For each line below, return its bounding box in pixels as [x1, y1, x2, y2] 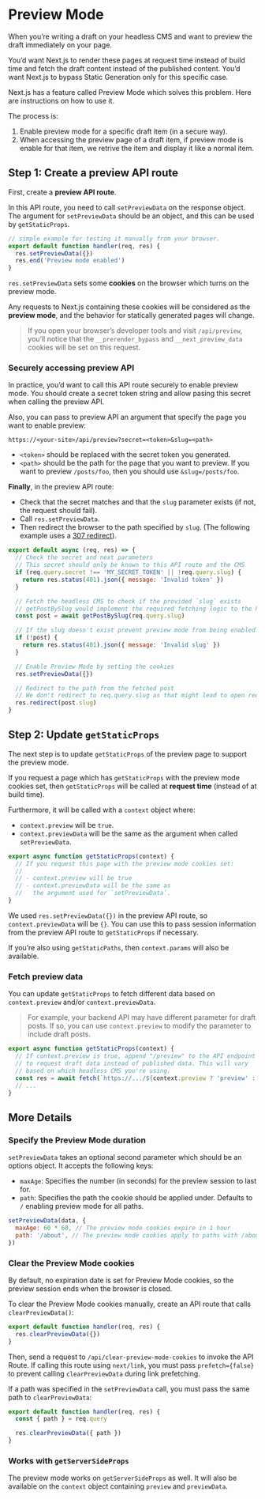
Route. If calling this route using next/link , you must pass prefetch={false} [8, 1360, 255, 1369]
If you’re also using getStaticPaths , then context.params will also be [8, 942, 230, 952]
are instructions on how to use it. [8, 96, 115, 105]
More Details [8, 1111, 73, 1124]
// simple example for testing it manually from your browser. [8, 235, 221, 243]
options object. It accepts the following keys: [8, 1161, 154, 1171]
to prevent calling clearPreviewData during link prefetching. [8, 1369, 201, 1378]
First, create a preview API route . [8, 187, 117, 197]
